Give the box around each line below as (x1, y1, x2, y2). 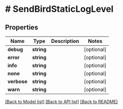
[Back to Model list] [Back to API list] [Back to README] (5, 99, 118, 105)
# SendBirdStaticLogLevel (5, 3, 114, 15)
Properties (5, 23, 38, 32)
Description (51, 38, 80, 44)
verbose (7, 78, 28, 85)
